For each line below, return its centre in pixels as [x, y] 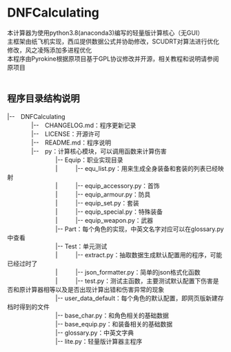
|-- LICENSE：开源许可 [66, 133]
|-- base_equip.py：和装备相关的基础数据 [114, 324]
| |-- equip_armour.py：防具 [103, 194]
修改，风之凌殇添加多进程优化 [49, 50]
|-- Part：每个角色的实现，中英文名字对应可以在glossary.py [139, 229]
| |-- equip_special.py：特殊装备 [109, 212]
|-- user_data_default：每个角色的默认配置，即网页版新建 [137, 298]
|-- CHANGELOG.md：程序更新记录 [83, 125]
